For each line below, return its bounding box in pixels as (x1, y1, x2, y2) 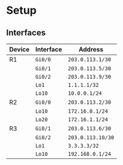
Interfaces (6, 28, 46, 38)
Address (79, 46, 104, 53)
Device (9, 46, 30, 53)
